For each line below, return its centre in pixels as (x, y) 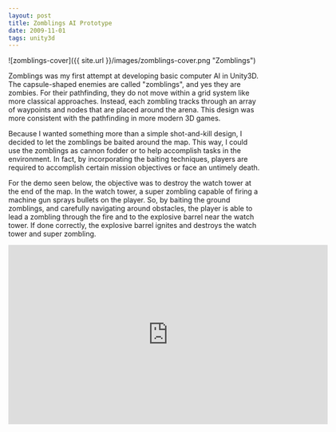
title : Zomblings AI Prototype (60, 23)
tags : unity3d (32, 38)
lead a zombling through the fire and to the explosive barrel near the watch (131, 217)
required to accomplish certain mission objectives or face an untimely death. (134, 167)
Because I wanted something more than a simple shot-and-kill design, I (125, 134)
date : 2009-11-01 (37, 30)
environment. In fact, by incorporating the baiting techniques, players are (128, 159)
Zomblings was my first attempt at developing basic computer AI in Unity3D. (134, 76)
